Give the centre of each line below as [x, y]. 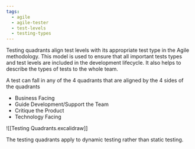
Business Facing [35, 98]
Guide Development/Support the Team [62, 104]
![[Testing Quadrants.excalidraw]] [47, 128]
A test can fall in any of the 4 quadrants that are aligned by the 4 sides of [95, 81]
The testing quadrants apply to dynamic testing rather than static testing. [95, 140]
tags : [13, 11]
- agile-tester [30, 22]
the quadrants [23, 87]
